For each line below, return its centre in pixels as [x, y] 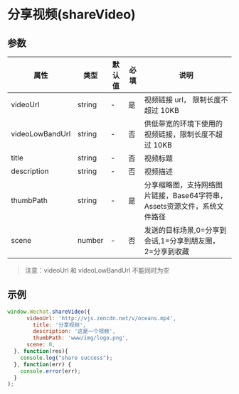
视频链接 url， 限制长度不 [186, 100]
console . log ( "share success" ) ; [67, 358]
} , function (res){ [41, 351]
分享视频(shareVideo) [72, 15]
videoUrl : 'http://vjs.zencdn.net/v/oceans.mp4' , [101, 318]
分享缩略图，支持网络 [180, 185]
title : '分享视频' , [60, 325]
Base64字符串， [200, 196]
